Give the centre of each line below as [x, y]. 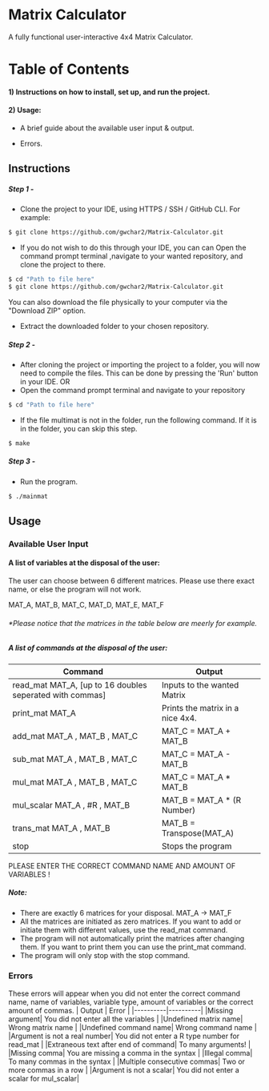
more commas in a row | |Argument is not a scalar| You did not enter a [124, 1069]
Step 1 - [21, 189]
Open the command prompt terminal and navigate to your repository [132, 390]
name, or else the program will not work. [75, 589]
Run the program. [49, 481]
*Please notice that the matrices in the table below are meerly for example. [133, 623]
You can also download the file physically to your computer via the [118, 302]
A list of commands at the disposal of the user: [88, 648]
